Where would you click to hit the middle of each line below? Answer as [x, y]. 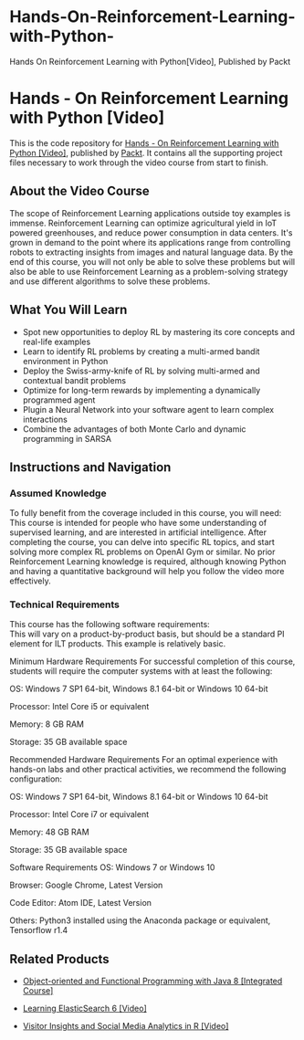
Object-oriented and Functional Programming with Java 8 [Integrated [152, 981]
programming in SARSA [67, 438]
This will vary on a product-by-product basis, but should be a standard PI [147, 634]
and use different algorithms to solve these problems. [110, 281]
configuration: [36, 779]
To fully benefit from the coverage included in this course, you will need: [146, 513]
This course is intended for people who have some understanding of [138, 523]
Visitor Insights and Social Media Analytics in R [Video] [126, 1026]
